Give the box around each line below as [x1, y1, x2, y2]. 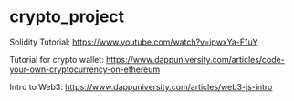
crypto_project [9, 6, 125, 27]
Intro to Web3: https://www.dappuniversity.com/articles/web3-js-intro [9, 81, 273, 92]
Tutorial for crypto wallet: [9, 54, 105, 65]
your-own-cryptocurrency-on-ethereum [9, 64, 161, 75]
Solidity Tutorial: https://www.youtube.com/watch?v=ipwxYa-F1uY [9, 36, 258, 47]
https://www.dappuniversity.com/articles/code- [106, 54, 285, 65]
